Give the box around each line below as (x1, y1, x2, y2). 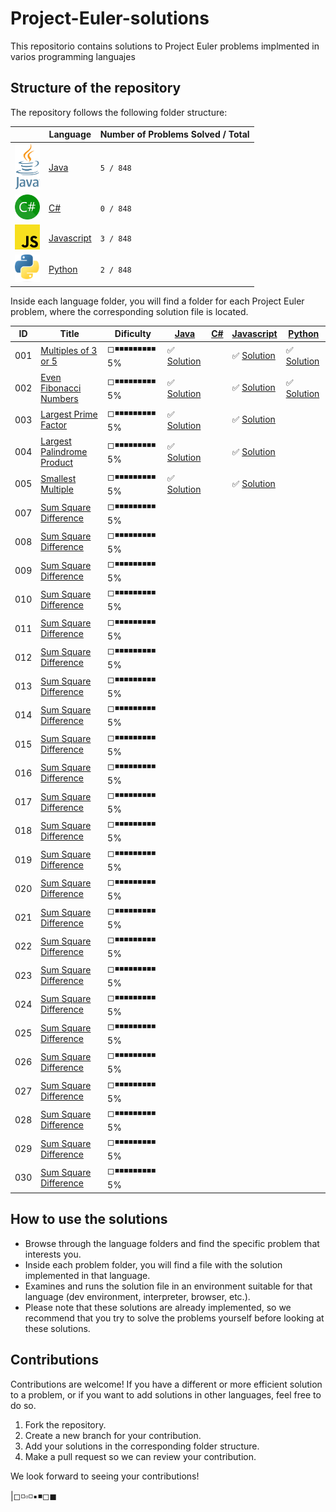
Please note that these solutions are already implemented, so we (24, 1301, 292, 1313)
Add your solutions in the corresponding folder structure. (24, 1440, 260, 1452)
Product (40, 457, 74, 469)
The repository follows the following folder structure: (10, 106, 228, 118)
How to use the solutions (10, 1211, 168, 1228)
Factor (40, 419, 68, 431)
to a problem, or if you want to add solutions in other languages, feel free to (10, 1388, 322, 1401)
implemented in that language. (24, 1269, 151, 1281)
